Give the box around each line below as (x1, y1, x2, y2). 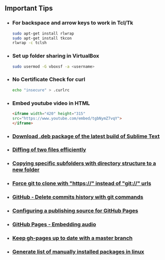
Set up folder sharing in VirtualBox (12, 52, 100, 60)
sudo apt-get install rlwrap (12, 31, 74, 36)
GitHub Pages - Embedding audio (12, 221, 96, 228)
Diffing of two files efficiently (12, 146, 87, 153)
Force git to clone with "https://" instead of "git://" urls (12, 180, 151, 187)
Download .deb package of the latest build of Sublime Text (12, 132, 160, 139)
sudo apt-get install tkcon (12, 36, 72, 41)
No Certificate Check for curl (12, 76, 86, 83)
